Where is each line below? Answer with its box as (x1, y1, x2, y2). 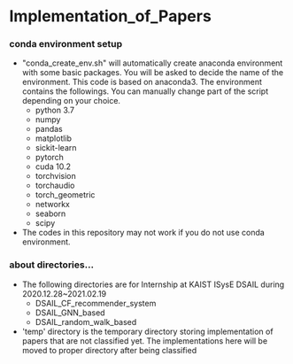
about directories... (9, 259, 95, 271)
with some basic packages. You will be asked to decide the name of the (21, 67, 284, 78)
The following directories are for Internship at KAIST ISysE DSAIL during (21, 279, 285, 290)
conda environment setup (9, 38, 123, 50)
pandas (35, 124, 64, 135)
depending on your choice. (21, 96, 121, 106)
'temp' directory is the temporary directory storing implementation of (21, 326, 274, 337)
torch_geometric (35, 190, 96, 200)
